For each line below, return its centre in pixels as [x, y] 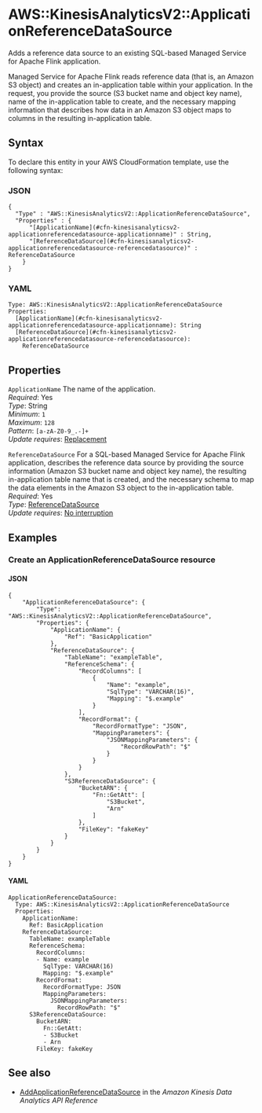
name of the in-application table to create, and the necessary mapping [122, 101]
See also [29, 1073]
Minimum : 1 [27, 414]
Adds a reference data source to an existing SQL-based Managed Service [127, 53]
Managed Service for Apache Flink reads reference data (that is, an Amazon [131, 76]
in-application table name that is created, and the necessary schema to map [131, 479]
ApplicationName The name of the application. [82, 389]
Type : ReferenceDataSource [54, 505]
